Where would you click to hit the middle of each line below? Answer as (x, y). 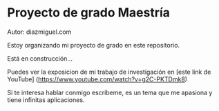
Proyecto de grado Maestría (89, 13)
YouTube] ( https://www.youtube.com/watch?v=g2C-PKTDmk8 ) (97, 79)
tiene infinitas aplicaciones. (46, 100)
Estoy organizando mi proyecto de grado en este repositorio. (94, 45)
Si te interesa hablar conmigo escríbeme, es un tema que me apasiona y (110, 92)
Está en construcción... (40, 58)
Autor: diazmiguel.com (39, 32)
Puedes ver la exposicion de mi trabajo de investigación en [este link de (109, 72)
